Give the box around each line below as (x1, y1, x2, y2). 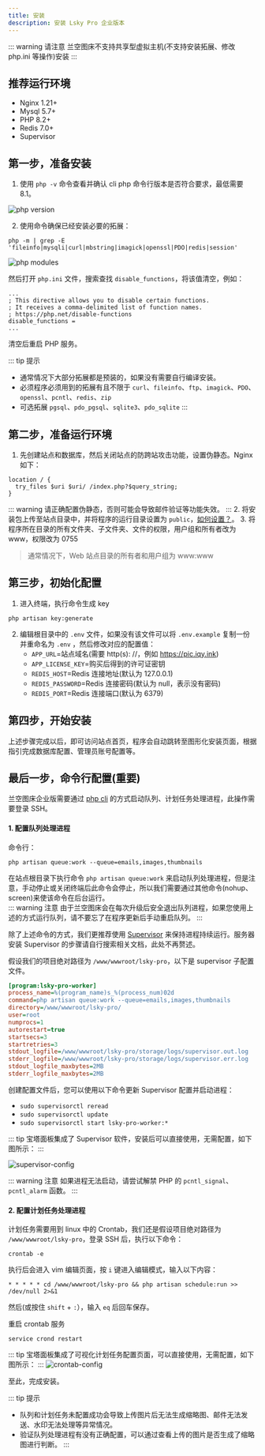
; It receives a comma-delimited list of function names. (8, 303, 203, 312)
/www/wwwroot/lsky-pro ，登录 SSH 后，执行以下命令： (8, 1234, 184, 1244)
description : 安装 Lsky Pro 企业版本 (8, 19, 125, 27)
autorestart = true (8, 1025, 65, 1033)
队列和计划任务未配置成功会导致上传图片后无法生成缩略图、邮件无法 (19, 1410, 241, 1420)
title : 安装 (8, 11, 45, 20)
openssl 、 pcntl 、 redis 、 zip (19, 393, 112, 402)
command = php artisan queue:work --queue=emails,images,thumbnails (8, 996, 231, 1004)
